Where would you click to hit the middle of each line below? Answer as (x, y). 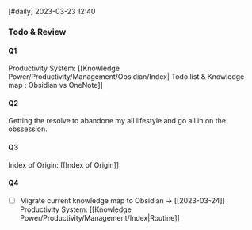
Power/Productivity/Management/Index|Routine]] (99, 217)
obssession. (28, 129)
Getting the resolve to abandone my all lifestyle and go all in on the (117, 121)
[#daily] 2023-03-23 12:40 (52, 11)
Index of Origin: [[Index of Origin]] (63, 164)
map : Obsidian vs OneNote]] (55, 85)
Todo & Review (37, 32)
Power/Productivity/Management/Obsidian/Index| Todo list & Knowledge (126, 77)
